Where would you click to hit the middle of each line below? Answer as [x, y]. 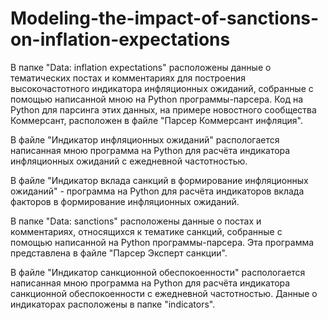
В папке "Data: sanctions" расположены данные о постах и [136, 221]
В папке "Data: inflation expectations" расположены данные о [141, 67]
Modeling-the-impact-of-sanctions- [165, 18]
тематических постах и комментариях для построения [128, 78]
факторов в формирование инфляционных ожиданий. [125, 201]
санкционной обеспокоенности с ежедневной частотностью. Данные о [164, 293]
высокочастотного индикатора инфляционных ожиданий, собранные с [162, 88]
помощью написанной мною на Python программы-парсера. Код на [157, 99]
